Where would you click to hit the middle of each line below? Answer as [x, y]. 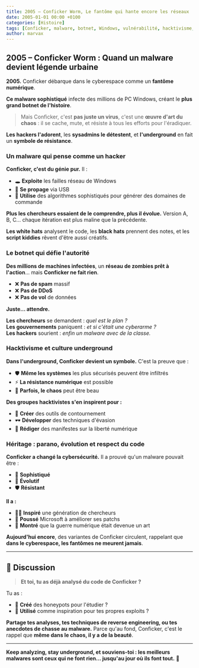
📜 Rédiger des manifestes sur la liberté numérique [76, 429]
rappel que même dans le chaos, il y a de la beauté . [70, 635]
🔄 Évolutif [27, 481]
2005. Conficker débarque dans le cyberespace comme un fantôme [90, 81]
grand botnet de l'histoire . [39, 105]
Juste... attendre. [28, 309]
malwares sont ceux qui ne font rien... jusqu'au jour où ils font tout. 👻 [93, 658]
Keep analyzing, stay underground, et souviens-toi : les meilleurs [88, 652]
